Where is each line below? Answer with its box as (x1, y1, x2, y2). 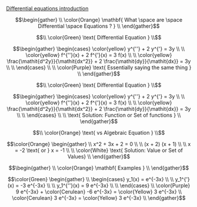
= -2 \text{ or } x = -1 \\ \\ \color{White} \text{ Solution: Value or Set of (14, 147, 183, 154)
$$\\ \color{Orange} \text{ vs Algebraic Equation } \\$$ (32, 129, 165, 136)
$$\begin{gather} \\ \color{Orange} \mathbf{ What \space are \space (15, 16, 183, 23)
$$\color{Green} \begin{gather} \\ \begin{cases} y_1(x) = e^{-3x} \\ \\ (8, 176, 174, 182)
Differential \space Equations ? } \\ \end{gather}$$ (38, 23, 160, 29)
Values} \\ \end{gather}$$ (67, 153, 131, 160)
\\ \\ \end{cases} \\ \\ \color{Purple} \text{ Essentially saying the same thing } (6, 64, 192, 71)
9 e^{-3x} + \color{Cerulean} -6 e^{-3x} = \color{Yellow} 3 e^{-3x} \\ (15, 188, 182, 195)
